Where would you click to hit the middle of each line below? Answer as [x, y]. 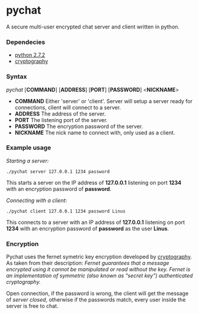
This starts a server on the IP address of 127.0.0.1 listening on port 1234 [94, 182]
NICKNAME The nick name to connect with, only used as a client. [95, 132]
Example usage [29, 148]
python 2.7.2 [30, 55]
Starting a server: [28, 161]
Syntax [17, 76]
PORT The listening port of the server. [61, 120]
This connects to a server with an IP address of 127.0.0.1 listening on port [96, 222]
